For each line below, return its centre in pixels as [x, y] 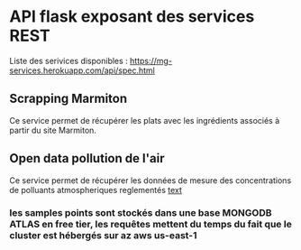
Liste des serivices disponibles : [68, 60]
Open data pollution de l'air [87, 158]
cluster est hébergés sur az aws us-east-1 [103, 236]
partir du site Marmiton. [53, 130]
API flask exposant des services [132, 17]
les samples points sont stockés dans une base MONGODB [141, 213]
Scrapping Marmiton [68, 99]
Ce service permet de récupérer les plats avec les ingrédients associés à [145, 120]
